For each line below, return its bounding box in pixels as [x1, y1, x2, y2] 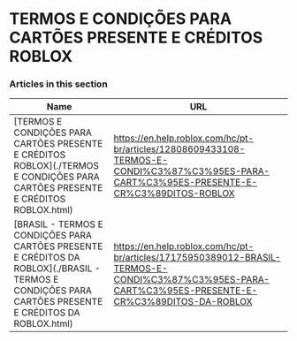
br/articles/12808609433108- [113, 143, 246, 155]
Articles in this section [9, 78, 108, 90]
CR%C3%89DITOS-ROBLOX [113, 187, 235, 200]
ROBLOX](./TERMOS [13, 160, 99, 172]
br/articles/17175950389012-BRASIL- [113, 252, 281, 264]
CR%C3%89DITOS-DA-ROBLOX [113, 296, 253, 308]
